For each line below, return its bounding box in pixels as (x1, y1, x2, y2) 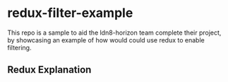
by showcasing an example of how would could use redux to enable (7, 35, 205, 44)
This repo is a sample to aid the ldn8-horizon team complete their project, (7, 28, 222, 37)
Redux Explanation (7, 64, 92, 76)
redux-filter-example (7, 5, 133, 21)
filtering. (7, 43, 32, 52)
